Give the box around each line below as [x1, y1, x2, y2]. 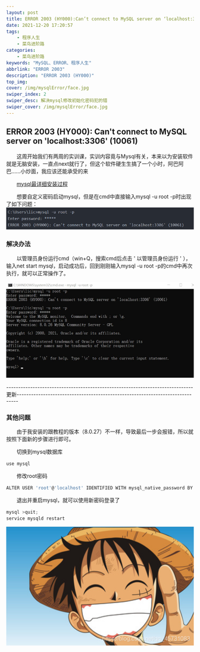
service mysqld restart [6, 516, 65, 521]
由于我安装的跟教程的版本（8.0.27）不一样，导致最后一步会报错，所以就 [17, 428, 193, 435]
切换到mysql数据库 [17, 448, 63, 455]
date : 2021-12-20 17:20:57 [6, 22, 73, 28]
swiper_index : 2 [6, 91, 46, 98]
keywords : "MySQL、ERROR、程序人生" [6, 60, 92, 66]
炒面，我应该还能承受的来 [26, 167, 89, 175]
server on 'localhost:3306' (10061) [6, 136, 138, 146]
